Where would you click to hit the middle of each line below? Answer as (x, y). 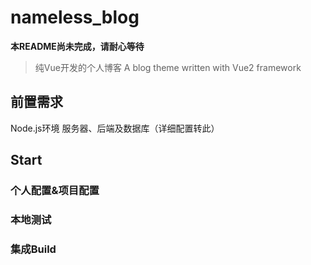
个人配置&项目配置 (55, 191)
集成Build (33, 249)
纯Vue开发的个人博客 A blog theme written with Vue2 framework (168, 67)
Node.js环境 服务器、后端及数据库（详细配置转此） (115, 128)
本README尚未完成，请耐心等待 (77, 46)
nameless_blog (75, 17)
